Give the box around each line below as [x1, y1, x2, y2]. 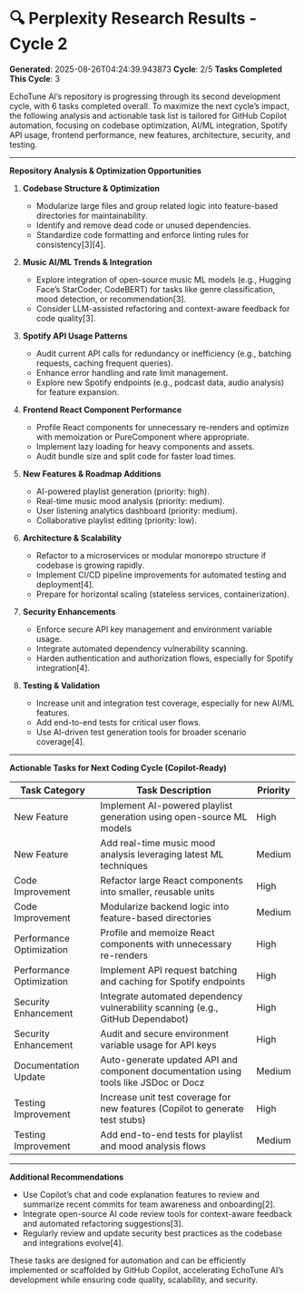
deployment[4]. [35, 578, 94, 589]
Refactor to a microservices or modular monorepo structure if [35, 549, 266, 560]
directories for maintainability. [35, 210, 148, 221]
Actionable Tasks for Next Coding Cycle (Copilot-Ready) [9, 762, 227, 773]
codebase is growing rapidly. [35, 559, 145, 570]
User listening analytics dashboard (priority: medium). [35, 505, 238, 516]
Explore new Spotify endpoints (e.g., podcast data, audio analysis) [35, 377, 285, 388]
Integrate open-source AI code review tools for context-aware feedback [22, 1208, 292, 1219]
